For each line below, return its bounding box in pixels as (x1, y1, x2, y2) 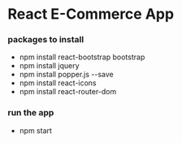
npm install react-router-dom (19, 87, 117, 97)
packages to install (7, 34, 84, 45)
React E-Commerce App (7, 5, 175, 24)
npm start (19, 125, 52, 135)
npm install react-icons (19, 78, 97, 88)
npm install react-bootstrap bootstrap (19, 52, 145, 62)
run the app (7, 107, 54, 119)
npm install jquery (19, 61, 80, 71)
